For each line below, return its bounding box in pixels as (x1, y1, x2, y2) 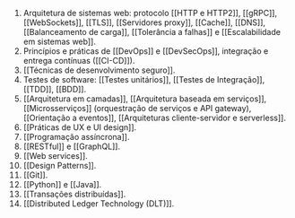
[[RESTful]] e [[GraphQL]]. (22, 141, 120, 152)
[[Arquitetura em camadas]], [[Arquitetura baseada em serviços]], (22, 93, 267, 104)
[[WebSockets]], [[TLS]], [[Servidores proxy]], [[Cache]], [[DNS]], (22, 17, 266, 28)
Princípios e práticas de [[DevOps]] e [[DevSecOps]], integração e (22, 46, 269, 57)
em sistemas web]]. (22, 36, 97, 47)
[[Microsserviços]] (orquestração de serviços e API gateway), (22, 103, 252, 113)
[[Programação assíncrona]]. (22, 132, 130, 142)
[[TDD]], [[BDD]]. (22, 84, 87, 94)
